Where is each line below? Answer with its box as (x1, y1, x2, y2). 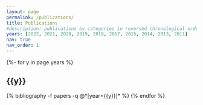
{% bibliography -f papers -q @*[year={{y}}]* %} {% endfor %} (6, 92, 166, 99)
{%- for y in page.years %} (6, 58, 74, 66)
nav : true (6, 37, 31, 43)
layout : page (6, 8, 39, 15)
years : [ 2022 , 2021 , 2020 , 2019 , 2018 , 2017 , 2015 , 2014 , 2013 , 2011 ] (6, 31, 188, 37)
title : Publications (6, 20, 59, 26)
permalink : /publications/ (6, 14, 74, 20)
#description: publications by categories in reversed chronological (6, 25, 185, 32)
